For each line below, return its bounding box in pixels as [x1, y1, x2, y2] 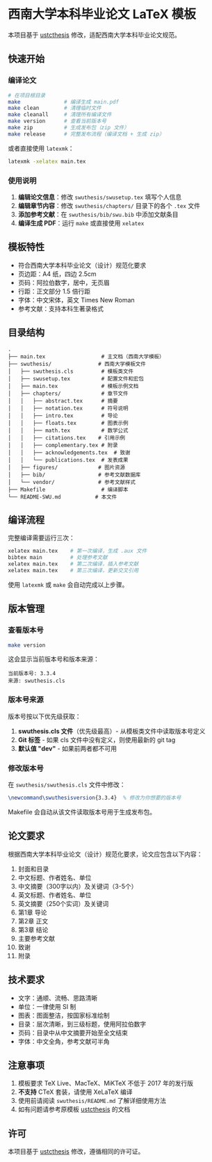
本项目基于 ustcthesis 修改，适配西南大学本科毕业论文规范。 [8, 31, 181, 39]
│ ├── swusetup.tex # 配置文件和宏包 [8, 375, 145, 382]
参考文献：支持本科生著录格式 [17, 304, 104, 313]
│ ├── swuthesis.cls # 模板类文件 [8, 368, 134, 375]
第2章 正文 [17, 917, 49, 925]
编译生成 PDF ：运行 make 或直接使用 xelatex [17, 218, 145, 227]
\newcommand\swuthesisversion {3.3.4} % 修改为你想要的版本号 [8, 794, 181, 802]
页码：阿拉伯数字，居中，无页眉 [17, 278, 110, 287]
